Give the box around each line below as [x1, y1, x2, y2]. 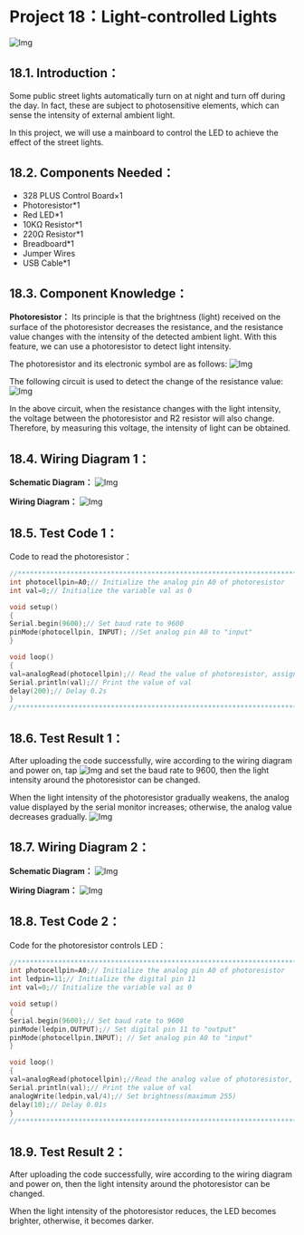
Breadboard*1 [22, 238, 75, 248]
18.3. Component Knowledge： [9, 286, 188, 301]
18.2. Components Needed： [9, 165, 175, 180]
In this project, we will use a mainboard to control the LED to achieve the [9, 127, 279, 138]
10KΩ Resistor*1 [22, 219, 83, 229]
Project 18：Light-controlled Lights [9, 6, 278, 27]
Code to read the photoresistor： [9, 551, 133, 561]
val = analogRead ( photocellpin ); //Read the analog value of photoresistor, [9, 1075, 294, 1084]
